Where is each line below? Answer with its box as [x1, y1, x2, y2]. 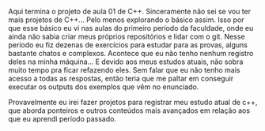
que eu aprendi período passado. [8, 114, 117, 123]
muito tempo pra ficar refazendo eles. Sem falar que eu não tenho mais [8, 65, 240, 74]
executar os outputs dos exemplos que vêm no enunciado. [8, 82, 199, 92]
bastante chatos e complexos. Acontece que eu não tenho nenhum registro [8, 49, 254, 58]
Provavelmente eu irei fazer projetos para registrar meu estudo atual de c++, [8, 98, 258, 107]
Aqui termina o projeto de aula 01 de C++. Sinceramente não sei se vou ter [8, 7, 252, 16]
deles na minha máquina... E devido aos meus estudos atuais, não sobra [8, 57, 244, 66]
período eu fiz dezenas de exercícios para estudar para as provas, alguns [8, 40, 248, 50]
